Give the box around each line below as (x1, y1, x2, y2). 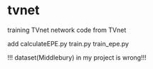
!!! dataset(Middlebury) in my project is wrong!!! (7, 53, 147, 62)
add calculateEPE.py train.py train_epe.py (7, 39, 130, 48)
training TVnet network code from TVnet (7, 26, 127, 34)
